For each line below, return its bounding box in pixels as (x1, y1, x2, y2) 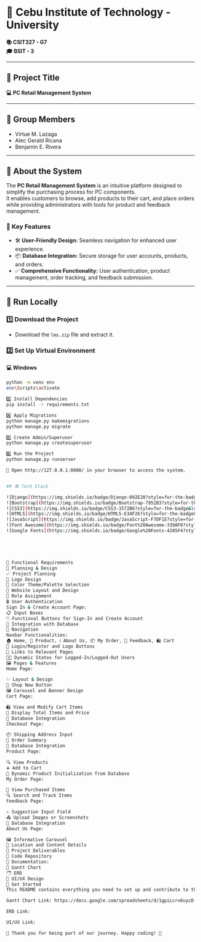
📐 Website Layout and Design (6, 588, 79, 594)
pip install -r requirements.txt (6, 402, 90, 408)
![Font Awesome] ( (6, 522, 50, 528)
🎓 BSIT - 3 (6, 47, 35, 55)
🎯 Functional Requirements (6, 559, 74, 565)
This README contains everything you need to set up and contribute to (6, 887, 188, 893)
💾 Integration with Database (6, 621, 79, 627)
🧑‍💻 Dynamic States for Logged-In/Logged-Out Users (6, 654, 135, 660)
